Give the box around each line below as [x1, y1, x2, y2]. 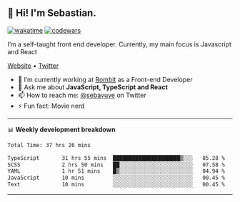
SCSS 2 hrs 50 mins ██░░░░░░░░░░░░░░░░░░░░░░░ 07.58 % [7, 161, 225, 168]
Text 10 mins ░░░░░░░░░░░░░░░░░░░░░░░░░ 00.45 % [7, 181, 225, 188]
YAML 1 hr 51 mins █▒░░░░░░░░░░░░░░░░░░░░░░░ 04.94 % [7, 168, 225, 175]
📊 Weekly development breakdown [7, 125, 116, 133]
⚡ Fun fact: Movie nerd [17, 101, 85, 110]
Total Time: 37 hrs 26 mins [7, 141, 91, 148]
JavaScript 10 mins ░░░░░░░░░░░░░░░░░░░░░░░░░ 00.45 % [7, 174, 225, 182]
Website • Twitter [7, 61, 59, 70]
